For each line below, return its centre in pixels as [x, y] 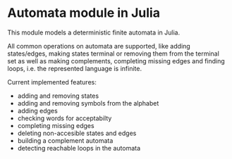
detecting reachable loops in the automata [79, 148]
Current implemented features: [52, 82]
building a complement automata [65, 140]
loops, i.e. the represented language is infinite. [75, 68]
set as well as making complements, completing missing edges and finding [116, 61]
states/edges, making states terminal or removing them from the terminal [114, 53]
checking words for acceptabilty [65, 118]
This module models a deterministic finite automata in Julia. [94, 32]
